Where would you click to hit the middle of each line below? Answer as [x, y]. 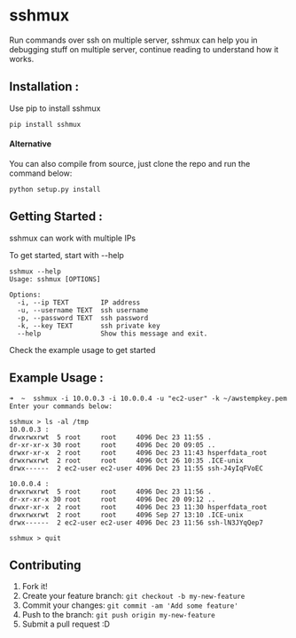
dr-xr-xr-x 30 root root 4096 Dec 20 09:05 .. [113, 445]
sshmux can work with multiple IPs [72, 238]
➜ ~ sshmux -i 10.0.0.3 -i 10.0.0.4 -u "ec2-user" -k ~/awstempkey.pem [148, 398]
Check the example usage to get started [82, 350]
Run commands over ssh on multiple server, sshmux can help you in [134, 40]
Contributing [45, 565]
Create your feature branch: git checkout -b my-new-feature [133, 596]
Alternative [30, 144]
